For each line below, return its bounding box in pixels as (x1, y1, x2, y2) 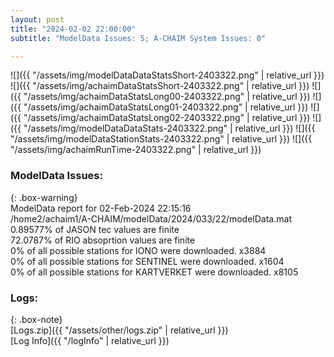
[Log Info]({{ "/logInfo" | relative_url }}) (10, 334, 170, 346)
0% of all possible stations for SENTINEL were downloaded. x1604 (10, 255, 285, 267)
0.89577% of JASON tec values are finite (10, 223, 180, 235)
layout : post (10, 14, 65, 25)
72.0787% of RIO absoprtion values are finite (10, 234, 196, 246)
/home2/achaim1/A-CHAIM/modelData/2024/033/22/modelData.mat (10, 212, 292, 225)
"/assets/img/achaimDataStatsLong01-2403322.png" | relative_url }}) (23, 101, 309, 113)
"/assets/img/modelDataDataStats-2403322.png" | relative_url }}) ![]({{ (23, 122, 316, 135)
